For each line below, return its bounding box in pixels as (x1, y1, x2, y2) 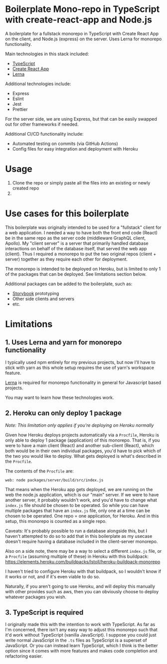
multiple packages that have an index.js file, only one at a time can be (5, 507, 151, 513)
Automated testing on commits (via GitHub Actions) (12, 141, 118, 147)
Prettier (12, 106, 28, 112)
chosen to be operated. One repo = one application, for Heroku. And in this (5, 512, 159, 519)
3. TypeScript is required (5, 608, 84, 617)
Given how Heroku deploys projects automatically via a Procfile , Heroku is (5, 432, 160, 438)
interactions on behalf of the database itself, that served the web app (5, 245, 147, 251)
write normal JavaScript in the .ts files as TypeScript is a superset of (5, 637, 147, 644)
